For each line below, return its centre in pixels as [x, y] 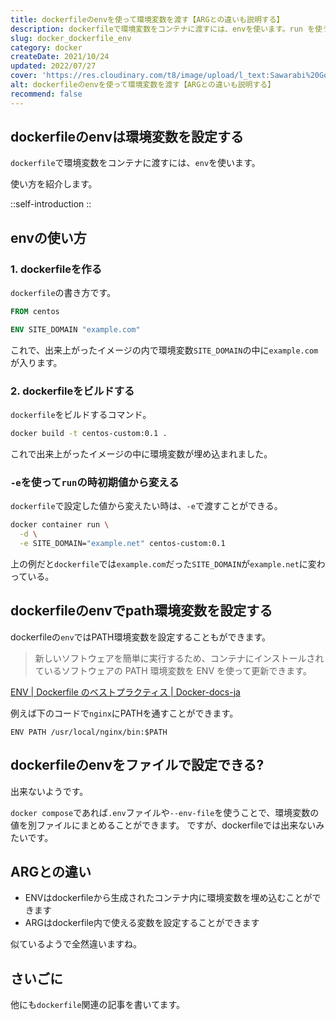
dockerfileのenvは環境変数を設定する [127, 137]
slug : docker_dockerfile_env [71, 38]
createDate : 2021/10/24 [60, 57]
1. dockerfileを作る [56, 269]
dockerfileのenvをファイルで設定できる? [137, 765]
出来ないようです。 [49, 791]
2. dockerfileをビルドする [72, 391]
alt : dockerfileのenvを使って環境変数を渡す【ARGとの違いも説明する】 [143, 85]
